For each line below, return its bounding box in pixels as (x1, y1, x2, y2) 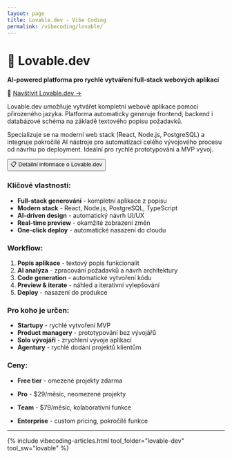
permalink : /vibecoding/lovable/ (7, 23, 104, 30)
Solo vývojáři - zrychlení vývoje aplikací (17, 336, 133, 345)
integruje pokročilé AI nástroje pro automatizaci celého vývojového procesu (7, 138, 222, 146)
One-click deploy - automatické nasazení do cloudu (17, 226, 166, 234)
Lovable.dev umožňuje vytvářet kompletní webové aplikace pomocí (7, 102, 199, 111)
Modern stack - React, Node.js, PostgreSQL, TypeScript (17, 203, 178, 212)
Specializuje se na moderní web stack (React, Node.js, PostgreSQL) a (7, 131, 205, 139)
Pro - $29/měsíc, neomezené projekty (17, 390, 126, 398)
